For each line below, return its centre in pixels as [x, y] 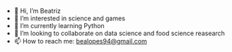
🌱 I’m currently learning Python [59, 26]
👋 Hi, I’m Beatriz [37, 11]
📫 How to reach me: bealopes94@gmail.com [80, 41]
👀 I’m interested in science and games [70, 18]
